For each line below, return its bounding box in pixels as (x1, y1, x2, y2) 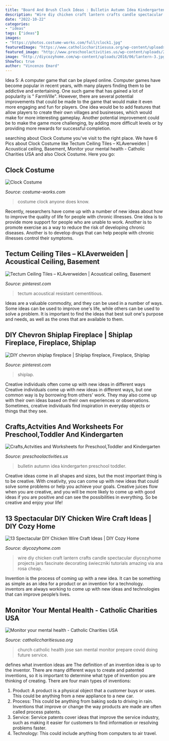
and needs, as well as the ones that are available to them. (5, 316, 124, 322)
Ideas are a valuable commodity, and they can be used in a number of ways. (5, 300, 163, 306)
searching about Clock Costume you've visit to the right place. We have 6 (5, 135, 157, 141)
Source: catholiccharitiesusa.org (5, 637, 73, 643)
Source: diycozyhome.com (5, 545, 61, 551)
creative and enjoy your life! (5, 500, 63, 506)
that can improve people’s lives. (5, 592, 71, 598)
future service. (17, 652, 48, 658)
